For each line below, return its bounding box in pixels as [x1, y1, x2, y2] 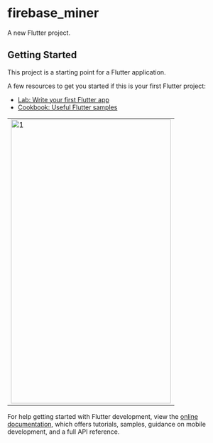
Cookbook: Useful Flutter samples [17, 103, 118, 111]
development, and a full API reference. [7, 427, 120, 436]
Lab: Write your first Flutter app [17, 95, 110, 104]
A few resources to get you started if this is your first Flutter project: [7, 82, 206, 90]
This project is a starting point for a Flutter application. [7, 67, 166, 76]
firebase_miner [7, 5, 99, 21]
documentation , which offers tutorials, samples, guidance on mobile [7, 420, 206, 428]
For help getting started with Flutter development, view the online [7, 412, 199, 420]
